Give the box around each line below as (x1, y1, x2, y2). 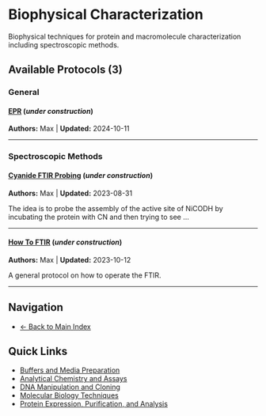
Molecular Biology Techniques (19, 391, 119, 400)
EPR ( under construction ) (8, 106, 93, 115)
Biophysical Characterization (8, 6, 203, 24)
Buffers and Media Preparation (19, 365, 120, 375)
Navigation (8, 301, 63, 314)
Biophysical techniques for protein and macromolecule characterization (8, 32, 241, 41)
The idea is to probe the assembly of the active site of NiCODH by (8, 203, 223, 213)
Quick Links (8, 344, 68, 357)
